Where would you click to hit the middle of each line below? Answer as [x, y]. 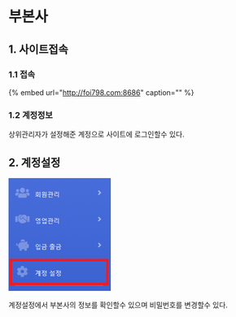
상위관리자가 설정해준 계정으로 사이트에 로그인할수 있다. [96, 134]
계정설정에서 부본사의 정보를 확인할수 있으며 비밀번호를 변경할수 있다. [118, 305]
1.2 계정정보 [31, 115]
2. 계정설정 [35, 162]
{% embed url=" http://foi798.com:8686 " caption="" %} [101, 92]
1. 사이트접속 [38, 49]
